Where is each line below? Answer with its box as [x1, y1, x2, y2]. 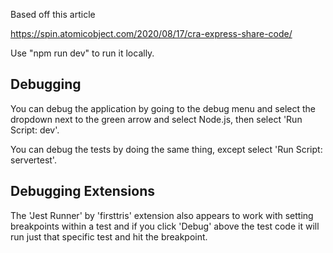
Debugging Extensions [10, 183, 155, 200]
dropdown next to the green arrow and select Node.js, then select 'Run [10, 113, 303, 125]
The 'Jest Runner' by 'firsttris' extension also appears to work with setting [10, 209, 314, 221]
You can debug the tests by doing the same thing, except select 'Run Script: [10, 143, 323, 155]
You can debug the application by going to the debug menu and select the [10, 102, 316, 114]
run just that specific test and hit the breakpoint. [10, 230, 208, 243]
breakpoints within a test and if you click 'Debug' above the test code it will [10, 220, 320, 232]
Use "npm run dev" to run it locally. [10, 47, 155, 59]
